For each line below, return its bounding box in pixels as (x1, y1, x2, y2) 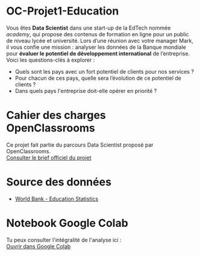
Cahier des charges (6, 109, 107, 122)
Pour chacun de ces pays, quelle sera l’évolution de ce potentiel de (14, 74, 182, 82)
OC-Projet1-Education (6, 4, 119, 18)
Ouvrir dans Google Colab (6, 243, 71, 250)
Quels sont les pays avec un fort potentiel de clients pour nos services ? (14, 68, 195, 75)
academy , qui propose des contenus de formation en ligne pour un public (6, 30, 189, 37)
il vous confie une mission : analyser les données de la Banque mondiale (6, 43, 187, 51)
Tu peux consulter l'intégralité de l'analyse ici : (6, 236, 122, 243)
